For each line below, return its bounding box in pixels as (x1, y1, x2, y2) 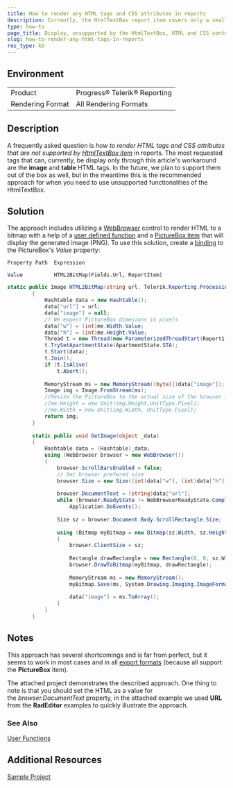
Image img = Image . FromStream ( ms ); (44, 387, 148, 394)
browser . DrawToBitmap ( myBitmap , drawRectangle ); (69, 562, 213, 569)
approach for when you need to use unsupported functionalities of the (7, 178, 208, 186)
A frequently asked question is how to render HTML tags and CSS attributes (7, 141, 225, 149)
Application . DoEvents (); (69, 503, 141, 510)
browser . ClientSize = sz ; (69, 542, 144, 549)
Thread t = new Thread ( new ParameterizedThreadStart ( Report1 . (44, 335, 228, 342)
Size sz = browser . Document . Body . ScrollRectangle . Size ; (56, 516, 222, 523)
